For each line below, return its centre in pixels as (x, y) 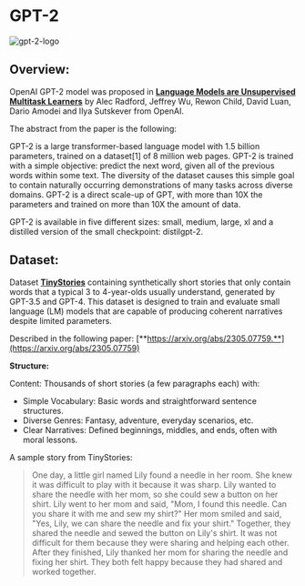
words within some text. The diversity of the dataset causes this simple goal (152, 175)
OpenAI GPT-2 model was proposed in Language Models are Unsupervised (152, 91)
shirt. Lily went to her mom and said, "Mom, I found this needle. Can (159, 504)
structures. (43, 410)
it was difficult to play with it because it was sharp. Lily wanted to (154, 484)
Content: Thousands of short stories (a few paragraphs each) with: (135, 383)
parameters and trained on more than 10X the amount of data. (125, 204)
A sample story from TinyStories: (71, 457)
